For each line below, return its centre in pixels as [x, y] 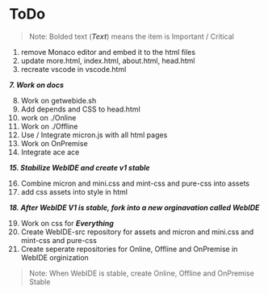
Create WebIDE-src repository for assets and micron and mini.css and [137, 232]
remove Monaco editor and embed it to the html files [108, 52]
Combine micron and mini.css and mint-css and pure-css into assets [135, 183]
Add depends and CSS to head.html [80, 109]
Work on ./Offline [49, 126]
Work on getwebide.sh [59, 100]
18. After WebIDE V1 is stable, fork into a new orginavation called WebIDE [134, 208]
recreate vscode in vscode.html [73, 69]
